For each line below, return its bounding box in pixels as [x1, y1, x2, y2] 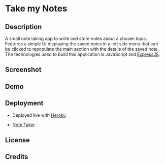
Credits [5, 153, 29, 161]
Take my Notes [5, 3, 67, 14]
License [5, 136, 30, 144]
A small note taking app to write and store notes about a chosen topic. [5, 35, 148, 41]
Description [5, 23, 42, 31]
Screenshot [5, 66, 42, 74]
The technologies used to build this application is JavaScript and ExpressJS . [5, 51, 160, 57]
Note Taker [12, 122, 35, 128]
